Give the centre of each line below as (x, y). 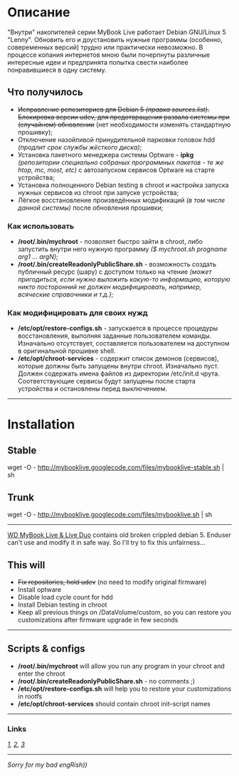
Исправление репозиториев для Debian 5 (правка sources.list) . (113, 109)
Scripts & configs (46, 649)
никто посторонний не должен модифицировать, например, (110, 287)
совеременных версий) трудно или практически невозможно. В (105, 47)
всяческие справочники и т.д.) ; (65, 294)
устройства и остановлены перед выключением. (92, 389)
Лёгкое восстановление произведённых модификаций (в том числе (121, 200)
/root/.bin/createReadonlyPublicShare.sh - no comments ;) (106, 681)
